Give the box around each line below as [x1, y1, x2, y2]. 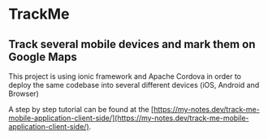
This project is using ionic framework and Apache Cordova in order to [8, 72, 242, 81]
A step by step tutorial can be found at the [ [8, 105, 154, 114]
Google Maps [8, 50, 77, 63]
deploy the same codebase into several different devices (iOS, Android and [8, 80, 260, 89]
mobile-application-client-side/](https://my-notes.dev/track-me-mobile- [8, 113, 249, 123]
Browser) [8, 89, 39, 98]
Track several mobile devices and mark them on [8, 37, 256, 51]
